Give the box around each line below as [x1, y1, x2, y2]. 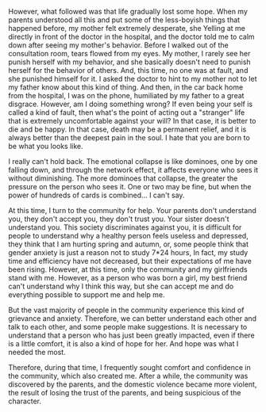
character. [8, 396, 42, 406]
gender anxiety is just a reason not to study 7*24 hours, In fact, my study [8, 248, 249, 257]
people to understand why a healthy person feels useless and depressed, [8, 231, 249, 240]
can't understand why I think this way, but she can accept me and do [8, 281, 234, 291]
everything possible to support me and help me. [8, 290, 165, 299]
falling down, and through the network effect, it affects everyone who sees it [8, 166, 259, 174]
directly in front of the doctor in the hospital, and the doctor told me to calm [8, 32, 256, 41]
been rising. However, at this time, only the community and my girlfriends [8, 265, 248, 274]
